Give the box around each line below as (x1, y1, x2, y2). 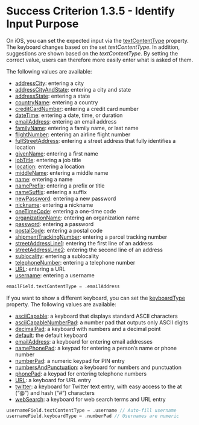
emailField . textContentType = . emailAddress (6, 283, 120, 289)
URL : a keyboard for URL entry (14, 376, 92, 383)
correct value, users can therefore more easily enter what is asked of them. (6, 56, 194, 63)
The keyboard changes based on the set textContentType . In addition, (6, 43, 180, 51)
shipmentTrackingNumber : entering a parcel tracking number (14, 233, 168, 241)
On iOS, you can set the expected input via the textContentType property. (6, 37, 189, 44)
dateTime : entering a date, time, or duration (14, 112, 123, 119)
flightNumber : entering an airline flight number (14, 131, 131, 138)
